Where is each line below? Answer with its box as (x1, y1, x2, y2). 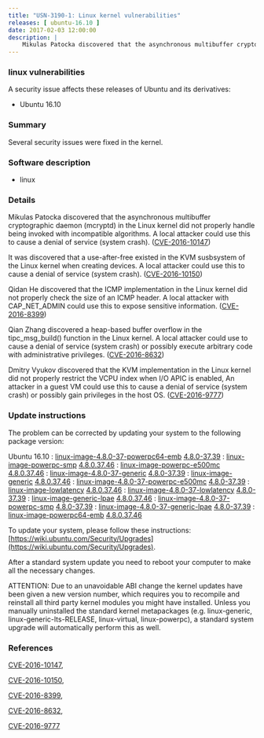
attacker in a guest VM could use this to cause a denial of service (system (8, 382, 247, 392)
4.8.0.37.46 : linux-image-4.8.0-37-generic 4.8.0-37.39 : (8, 468, 190, 478)
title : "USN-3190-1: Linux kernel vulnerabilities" (8, 11, 181, 20)
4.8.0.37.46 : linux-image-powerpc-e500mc (78, 459, 221, 469)
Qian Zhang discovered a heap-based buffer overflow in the (8, 325, 203, 334)
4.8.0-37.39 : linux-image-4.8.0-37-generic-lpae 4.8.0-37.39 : (55, 501, 255, 511)
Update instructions (8, 410, 86, 421)
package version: (8, 436, 64, 445)
